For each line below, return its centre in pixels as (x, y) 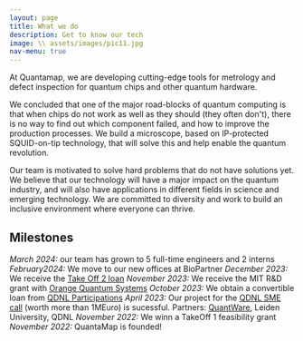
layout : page (34, 18)
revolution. (29, 153)
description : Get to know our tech (76, 34)
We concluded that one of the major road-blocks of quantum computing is (148, 104)
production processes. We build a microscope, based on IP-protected (139, 133)
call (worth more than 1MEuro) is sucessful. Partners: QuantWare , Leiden (145, 307)
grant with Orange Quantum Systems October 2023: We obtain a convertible (152, 287)
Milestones (42, 237)
